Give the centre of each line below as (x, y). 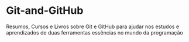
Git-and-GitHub (45, 11)
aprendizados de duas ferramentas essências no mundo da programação (94, 32)
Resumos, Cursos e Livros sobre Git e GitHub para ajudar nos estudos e (93, 26)
